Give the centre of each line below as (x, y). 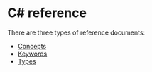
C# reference (47, 13)
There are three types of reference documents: (76, 32)
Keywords (32, 54)
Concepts (32, 46)
